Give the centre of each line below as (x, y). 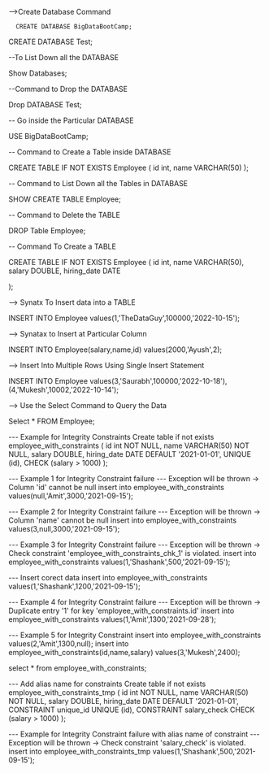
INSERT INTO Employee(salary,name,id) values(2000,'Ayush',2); (115, 350)
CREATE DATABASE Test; (51, 41)
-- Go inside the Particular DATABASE (71, 120)
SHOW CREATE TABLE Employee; (65, 199)
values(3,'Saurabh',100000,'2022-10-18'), (158, 381)
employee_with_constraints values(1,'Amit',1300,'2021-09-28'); (113, 619)
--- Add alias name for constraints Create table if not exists (107, 684)
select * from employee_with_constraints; (78, 668)
